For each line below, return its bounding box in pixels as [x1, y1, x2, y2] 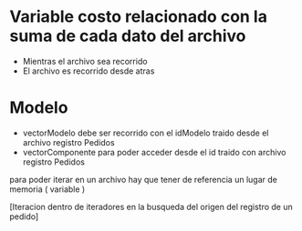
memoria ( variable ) [9, 184, 86, 195]
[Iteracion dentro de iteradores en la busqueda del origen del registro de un [9, 201, 294, 212]
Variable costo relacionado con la [9, 6, 267, 27]
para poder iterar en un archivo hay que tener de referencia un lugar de [9, 174, 278, 185]
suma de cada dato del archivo [9, 25, 246, 46]
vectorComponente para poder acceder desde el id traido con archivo [22, 146, 286, 157]
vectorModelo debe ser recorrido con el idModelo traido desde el [22, 127, 269, 138]
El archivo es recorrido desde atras [22, 65, 155, 76]
